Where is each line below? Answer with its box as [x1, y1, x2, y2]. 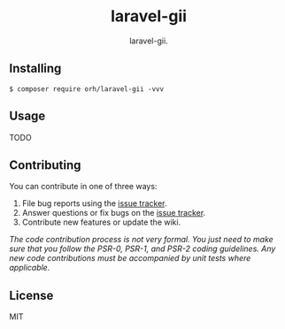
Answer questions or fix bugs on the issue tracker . [21, 208, 206, 218]
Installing [9, 61, 62, 76]
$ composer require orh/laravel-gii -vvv [9, 84, 165, 94]
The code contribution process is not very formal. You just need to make [9, 234, 274, 245]
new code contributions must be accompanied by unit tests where [9, 253, 251, 264]
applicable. [9, 263, 50, 273]
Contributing [9, 157, 81, 172]
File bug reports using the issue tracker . [21, 198, 167, 209]
